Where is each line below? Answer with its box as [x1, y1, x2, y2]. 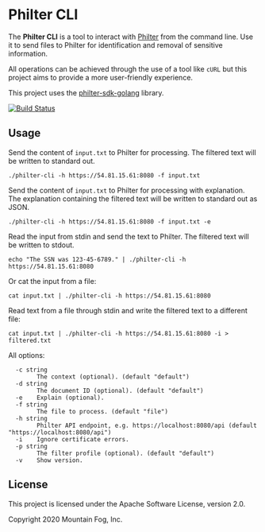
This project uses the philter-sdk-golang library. [8, 87, 164, 97]
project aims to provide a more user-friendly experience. [8, 72, 193, 82]
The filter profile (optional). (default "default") [36, 449, 215, 457]
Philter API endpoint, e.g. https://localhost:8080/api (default [36, 421, 258, 429]
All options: [8, 350, 45, 359]
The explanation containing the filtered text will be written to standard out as [8, 193, 258, 204]
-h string [15, 414, 48, 422]
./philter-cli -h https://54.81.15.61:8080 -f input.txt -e [8, 217, 212, 226]
